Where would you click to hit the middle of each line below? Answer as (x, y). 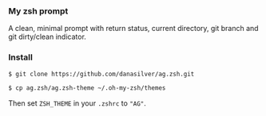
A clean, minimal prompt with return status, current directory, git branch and (133, 29)
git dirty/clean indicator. (47, 37)
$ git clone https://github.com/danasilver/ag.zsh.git (101, 74)
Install (21, 57)
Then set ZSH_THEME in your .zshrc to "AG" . (77, 103)
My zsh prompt (38, 11)
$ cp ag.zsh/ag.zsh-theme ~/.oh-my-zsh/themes (87, 88)
